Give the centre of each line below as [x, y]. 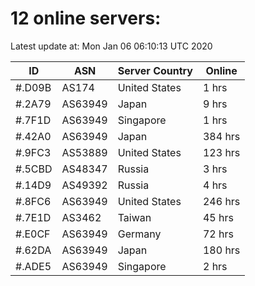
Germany [139, 234]
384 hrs [221, 136]
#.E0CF [33, 234]
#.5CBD [34, 169]
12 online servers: [86, 18]
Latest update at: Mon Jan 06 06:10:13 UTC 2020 [111, 46]
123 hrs [221, 152]
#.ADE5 [33, 266]
